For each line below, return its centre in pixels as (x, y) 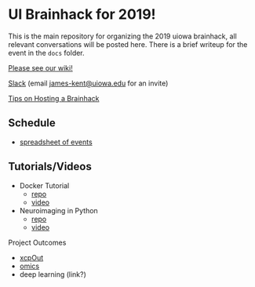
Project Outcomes (37, 242)
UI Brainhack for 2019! (82, 15)
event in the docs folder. (46, 53)
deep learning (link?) (53, 274)
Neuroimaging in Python (58, 210)
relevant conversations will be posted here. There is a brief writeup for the (128, 44)
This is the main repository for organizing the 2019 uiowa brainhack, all (122, 36)
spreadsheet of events (56, 142)
